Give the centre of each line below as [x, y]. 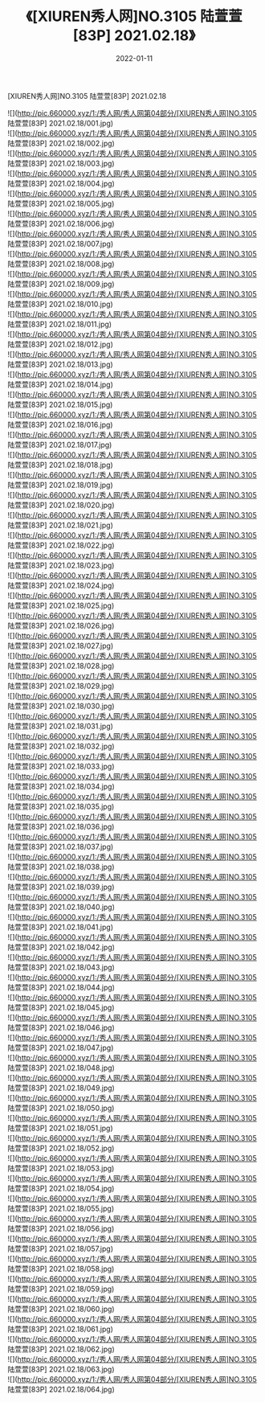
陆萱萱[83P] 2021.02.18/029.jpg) [61, 686]
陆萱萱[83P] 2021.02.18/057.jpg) [61, 1248]
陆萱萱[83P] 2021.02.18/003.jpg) [61, 163]
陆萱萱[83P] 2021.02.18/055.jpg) [61, 1208]
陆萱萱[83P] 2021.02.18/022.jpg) [61, 545]
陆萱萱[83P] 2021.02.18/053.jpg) [61, 1168]
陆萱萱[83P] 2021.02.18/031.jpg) [61, 726]
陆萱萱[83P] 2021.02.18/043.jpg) [61, 967]
